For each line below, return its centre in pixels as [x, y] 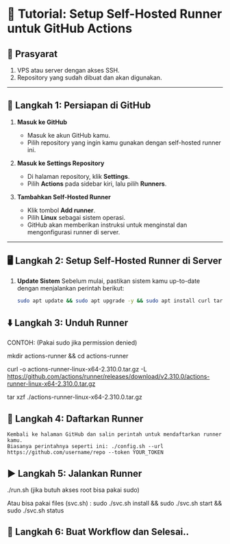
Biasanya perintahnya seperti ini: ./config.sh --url [86, 447]
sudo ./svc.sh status [36, 510]
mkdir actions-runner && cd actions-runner [68, 356]
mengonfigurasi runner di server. [74, 232]
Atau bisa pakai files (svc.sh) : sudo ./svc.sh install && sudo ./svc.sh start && [115, 503]
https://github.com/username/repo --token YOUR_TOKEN [86, 453]
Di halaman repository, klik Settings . [78, 176]
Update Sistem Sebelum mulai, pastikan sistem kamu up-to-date [108, 281]
